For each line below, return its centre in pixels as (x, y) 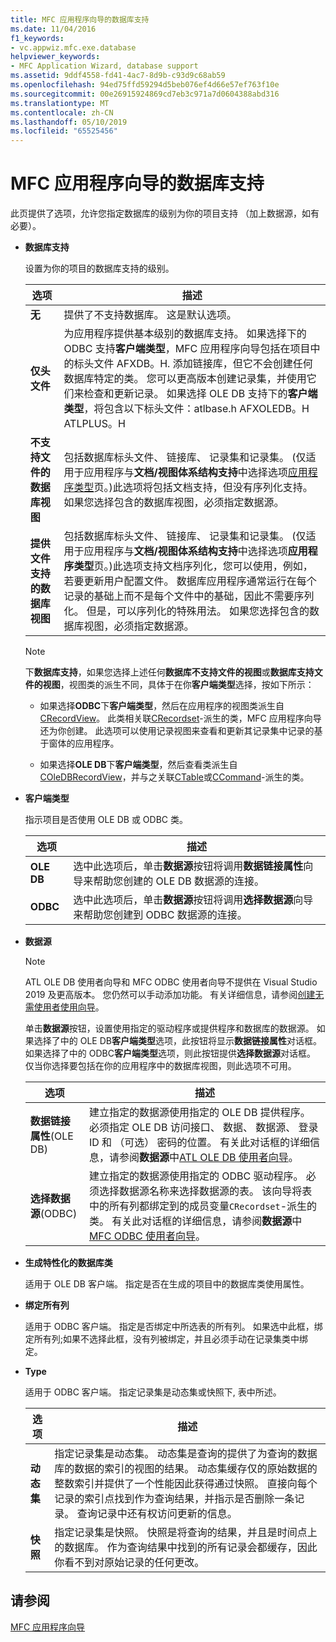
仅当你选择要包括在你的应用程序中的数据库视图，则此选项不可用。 (160, 1066)
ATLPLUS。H (94, 424)
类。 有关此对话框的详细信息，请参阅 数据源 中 (195, 1221)
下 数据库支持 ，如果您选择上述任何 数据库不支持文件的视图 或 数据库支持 (169, 672)
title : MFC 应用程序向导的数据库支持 (80, 19)
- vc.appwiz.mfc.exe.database (73, 47)
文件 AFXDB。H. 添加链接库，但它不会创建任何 (203, 364)
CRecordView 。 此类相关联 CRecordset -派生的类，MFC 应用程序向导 (180, 718)
